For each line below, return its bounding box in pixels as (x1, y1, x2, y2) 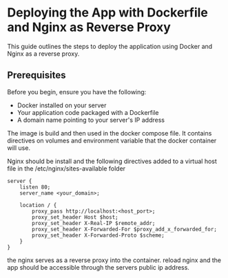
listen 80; (19, 184, 51, 191)
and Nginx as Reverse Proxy (7, 19, 171, 35)
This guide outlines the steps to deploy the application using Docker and (7, 42, 213, 50)
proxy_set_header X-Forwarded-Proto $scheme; (32, 232, 165, 239)
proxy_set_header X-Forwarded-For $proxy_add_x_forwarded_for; (32, 226, 217, 233)
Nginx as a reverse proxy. (7, 50, 80, 58)
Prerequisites (7, 69, 66, 81)
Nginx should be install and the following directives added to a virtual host (7, 157, 217, 165)
